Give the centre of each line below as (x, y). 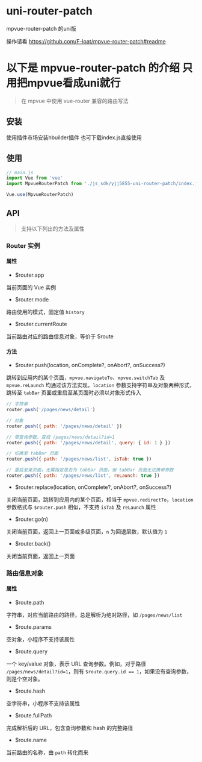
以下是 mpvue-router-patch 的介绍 (93, 68)
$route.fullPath (33, 716)
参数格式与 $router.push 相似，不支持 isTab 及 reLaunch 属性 (81, 507)
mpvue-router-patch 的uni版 (41, 28)
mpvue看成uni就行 (74, 83)
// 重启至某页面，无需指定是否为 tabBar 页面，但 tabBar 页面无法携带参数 (90, 470)
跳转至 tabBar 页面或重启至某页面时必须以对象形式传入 (74, 392)
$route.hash (30, 691)
